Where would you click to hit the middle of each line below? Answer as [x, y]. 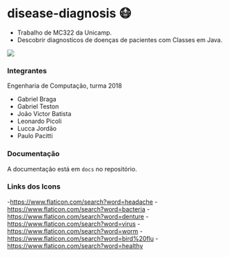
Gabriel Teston [38, 106]
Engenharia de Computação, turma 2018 [64, 86]
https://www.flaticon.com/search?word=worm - [75, 231]
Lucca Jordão [37, 128]
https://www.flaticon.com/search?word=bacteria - [79, 209]
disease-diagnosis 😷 [70, 13]
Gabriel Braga [37, 99]
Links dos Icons [34, 187]
